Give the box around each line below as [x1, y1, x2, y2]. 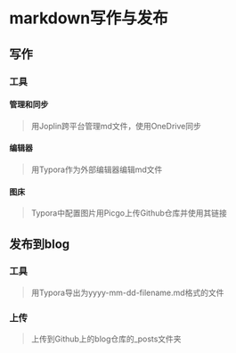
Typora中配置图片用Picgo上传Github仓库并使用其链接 [30, 208, 227, 218]
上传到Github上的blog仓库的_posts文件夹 [30, 333, 182, 344]
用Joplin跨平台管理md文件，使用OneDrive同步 [30, 120, 202, 131]
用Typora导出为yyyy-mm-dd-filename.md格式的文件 [30, 287, 224, 298]
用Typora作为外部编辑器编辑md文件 [30, 164, 163, 175]
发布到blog [9, 236, 70, 251]
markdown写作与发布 [9, 8, 168, 29]
